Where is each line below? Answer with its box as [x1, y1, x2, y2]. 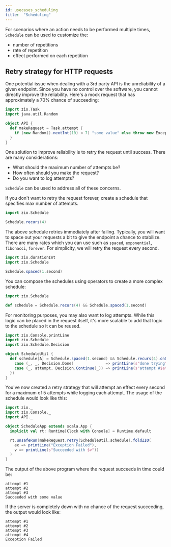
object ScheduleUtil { [5, 351, 53, 356]
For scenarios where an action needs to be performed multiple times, [5, 26, 150, 32]
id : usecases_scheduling [5, 7, 58, 13]
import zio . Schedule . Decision [5, 342, 70, 347]
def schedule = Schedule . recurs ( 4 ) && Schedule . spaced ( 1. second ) [5, 302, 147, 308]
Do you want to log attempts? [12, 175, 75, 181]
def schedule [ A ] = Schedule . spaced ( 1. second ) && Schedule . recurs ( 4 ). [10, 356, 161, 362]
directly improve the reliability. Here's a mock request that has [5, 91, 135, 98]
